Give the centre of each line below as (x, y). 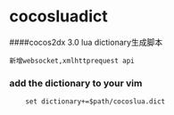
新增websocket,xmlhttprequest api (72, 61)
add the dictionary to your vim (76, 83)
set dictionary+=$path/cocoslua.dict (95, 102)
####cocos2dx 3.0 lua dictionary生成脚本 (86, 42)
